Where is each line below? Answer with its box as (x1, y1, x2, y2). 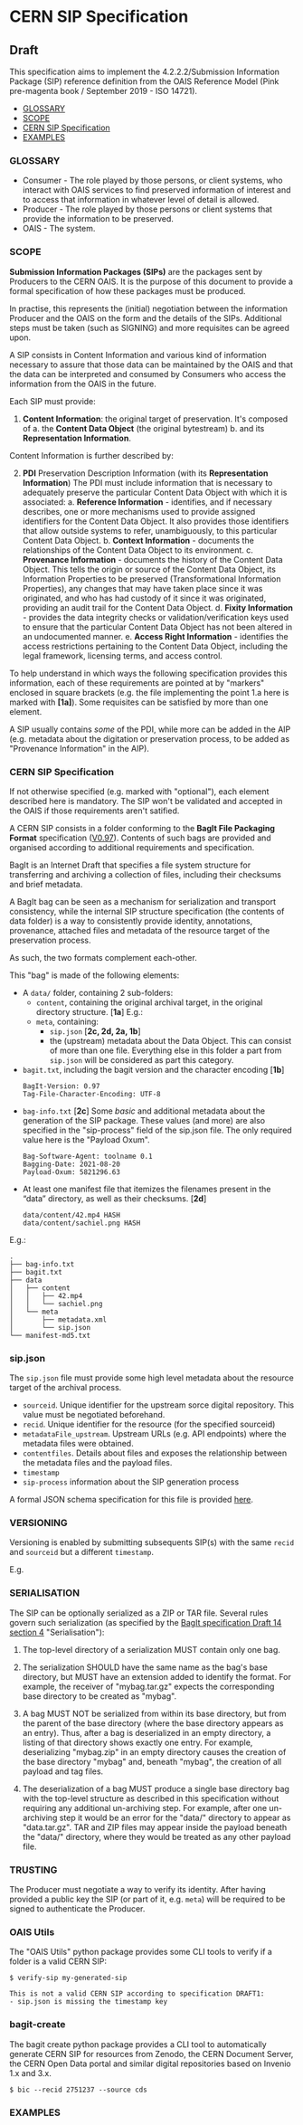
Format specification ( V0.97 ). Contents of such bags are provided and (9, 832, 271, 843)
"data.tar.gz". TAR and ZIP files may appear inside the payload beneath (22, 1821, 288, 1833)
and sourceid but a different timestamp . (9, 1547, 155, 1558)
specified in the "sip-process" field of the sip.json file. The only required (22, 1124, 292, 1135)
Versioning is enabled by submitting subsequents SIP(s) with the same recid (9, 1537, 295, 1548)
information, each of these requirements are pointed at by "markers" (9, 677, 265, 688)
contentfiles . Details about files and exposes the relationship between (22, 1447, 288, 1458)
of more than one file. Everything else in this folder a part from (49, 1045, 282, 1056)
